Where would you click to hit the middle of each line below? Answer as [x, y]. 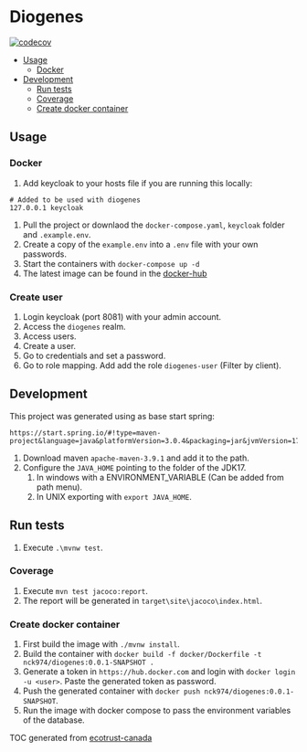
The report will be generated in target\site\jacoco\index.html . [143, 600]
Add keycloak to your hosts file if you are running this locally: [138, 183]
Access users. [49, 336]
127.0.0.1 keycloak [47, 207]
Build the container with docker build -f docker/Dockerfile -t [142, 654]
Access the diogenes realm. [74, 326]
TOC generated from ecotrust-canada [81, 738]
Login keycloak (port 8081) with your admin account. [122, 316]
